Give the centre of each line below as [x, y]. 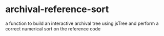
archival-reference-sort [57, 9]
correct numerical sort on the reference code [53, 28]
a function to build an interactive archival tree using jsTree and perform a [82, 23]
